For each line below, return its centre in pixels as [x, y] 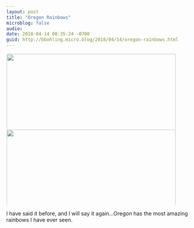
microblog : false [28, 23]
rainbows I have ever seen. [40, 220]
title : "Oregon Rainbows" [38, 17]
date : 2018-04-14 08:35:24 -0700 [48, 34]
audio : [14, 28]
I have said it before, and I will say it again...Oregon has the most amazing [97, 213]
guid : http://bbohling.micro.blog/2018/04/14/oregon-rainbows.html [92, 40]
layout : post [23, 12]
